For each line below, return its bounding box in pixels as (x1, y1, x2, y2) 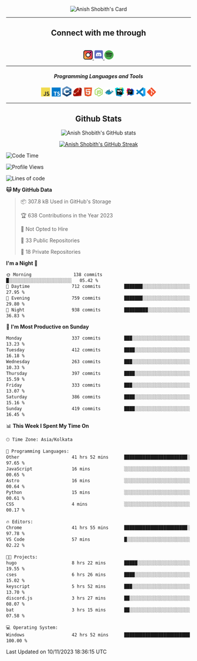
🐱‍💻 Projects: (6, 554, 38, 560)
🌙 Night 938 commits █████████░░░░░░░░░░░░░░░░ (6, 307, 191, 313)
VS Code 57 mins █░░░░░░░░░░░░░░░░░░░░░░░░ (6, 536, 191, 542)
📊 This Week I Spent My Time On (6, 422, 89, 429)
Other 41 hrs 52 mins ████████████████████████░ (6, 454, 191, 460)
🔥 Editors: (6, 519, 33, 525)
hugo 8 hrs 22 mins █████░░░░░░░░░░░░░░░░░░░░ (6, 560, 191, 566)
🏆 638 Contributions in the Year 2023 (20, 212, 113, 219)
